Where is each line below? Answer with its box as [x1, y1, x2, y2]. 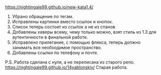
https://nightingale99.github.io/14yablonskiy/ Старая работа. [5, 64, 128, 70]
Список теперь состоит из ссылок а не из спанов [12, 24, 116, 30]
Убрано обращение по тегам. [12, 14, 74, 19]
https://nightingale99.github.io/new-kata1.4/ [5, 4, 94, 10]
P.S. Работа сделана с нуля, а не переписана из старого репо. [5, 59, 135, 65]
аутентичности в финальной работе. [12, 34, 88, 40]
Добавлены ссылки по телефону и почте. [12, 50, 99, 56]
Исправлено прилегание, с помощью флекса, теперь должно [12, 39, 141, 45]
